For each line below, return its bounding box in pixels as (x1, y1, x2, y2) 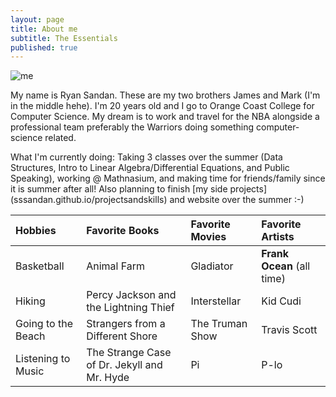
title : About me (10, 24, 78, 34)
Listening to (15, 352, 71, 366)
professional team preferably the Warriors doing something (10, 121, 255, 133)
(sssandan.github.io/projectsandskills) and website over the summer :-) (10, 194, 305, 206)
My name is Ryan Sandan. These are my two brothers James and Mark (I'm (10, 89, 321, 101)
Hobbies (15, 224, 57, 238)
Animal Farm (86, 259, 146, 273)
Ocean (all (261, 259, 311, 273)
